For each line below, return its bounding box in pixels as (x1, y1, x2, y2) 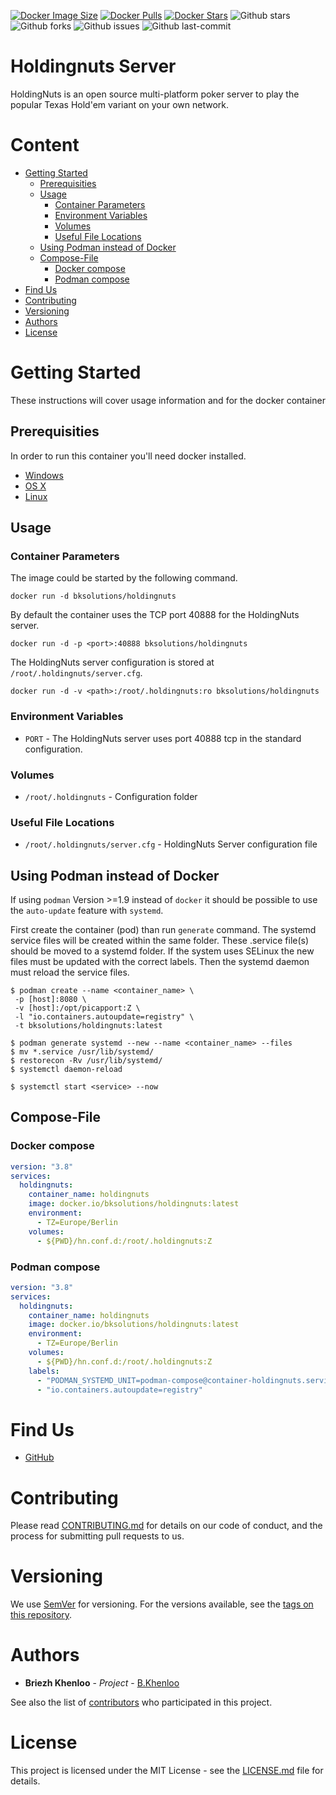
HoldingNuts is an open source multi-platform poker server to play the (10, 88, 300, 100)
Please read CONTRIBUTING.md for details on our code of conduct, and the (10, 1520, 323, 1532)
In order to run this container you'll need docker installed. (10, 450, 247, 462)
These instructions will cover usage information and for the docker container (10, 394, 326, 406)
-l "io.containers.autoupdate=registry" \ (14, 1012, 195, 1022)
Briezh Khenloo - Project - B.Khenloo (24, 1677, 180, 1689)
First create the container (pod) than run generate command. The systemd (10, 924, 317, 936)
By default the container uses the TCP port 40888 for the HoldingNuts (10, 609, 300, 621)
